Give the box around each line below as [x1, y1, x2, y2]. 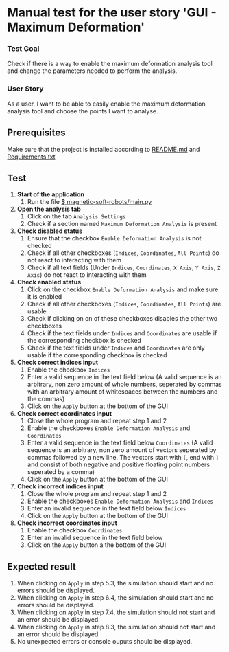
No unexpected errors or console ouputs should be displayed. [16, 638, 193, 646]
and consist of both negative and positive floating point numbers [27, 460, 210, 469]
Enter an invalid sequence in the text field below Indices [27, 504, 186, 513]
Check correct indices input [16, 359, 98, 367]
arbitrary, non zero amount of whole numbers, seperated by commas [27, 380, 222, 389]
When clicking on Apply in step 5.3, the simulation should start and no [16, 579, 214, 587]
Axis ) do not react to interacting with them [27, 271, 147, 279]
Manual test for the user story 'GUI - [7, 5, 217, 21]
